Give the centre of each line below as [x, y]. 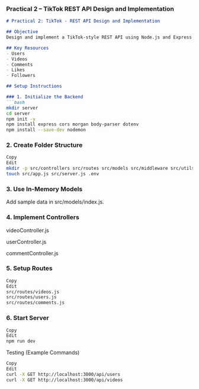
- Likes [16, 70]
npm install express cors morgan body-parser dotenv [73, 124]
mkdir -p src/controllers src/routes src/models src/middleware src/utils [100, 168]
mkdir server [22, 108]
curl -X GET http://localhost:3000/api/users [63, 374]
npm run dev [21, 341]
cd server [18, 113]
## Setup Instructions [34, 86]
